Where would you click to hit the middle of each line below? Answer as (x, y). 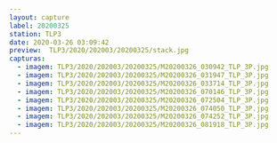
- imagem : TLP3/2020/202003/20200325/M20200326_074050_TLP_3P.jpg (143, 108)
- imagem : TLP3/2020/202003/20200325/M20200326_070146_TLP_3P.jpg (143, 91)
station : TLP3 (36, 34)
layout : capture (39, 17)
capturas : (28, 59)
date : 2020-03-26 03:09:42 (59, 42)
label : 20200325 (39, 26)
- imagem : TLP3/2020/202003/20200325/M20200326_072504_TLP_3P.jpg (143, 100)
